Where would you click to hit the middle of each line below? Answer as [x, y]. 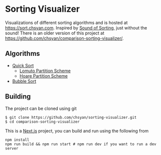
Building [18, 97]
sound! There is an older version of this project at [55, 33]
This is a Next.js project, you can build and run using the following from [77, 130]
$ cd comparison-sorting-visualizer [42, 122]
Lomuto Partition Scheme [45, 71]
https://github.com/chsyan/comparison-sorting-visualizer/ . [64, 38]
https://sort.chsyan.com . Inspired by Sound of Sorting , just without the [76, 27]
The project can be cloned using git [41, 108]
